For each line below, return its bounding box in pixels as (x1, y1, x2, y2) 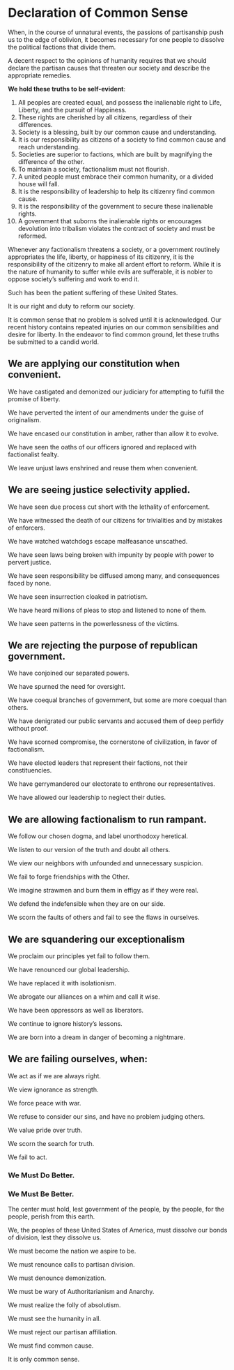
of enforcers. (8, 523, 46, 532)
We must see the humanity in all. (8, 1314, 102, 1323)
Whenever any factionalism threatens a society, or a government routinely (8, 245, 220, 253)
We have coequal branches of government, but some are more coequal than (8, 696, 227, 704)
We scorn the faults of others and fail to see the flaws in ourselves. (8, 913, 201, 922)
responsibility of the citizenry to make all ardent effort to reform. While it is (8, 260, 221, 268)
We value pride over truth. (8, 1126, 83, 1134)
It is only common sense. (8, 1355, 80, 1364)
